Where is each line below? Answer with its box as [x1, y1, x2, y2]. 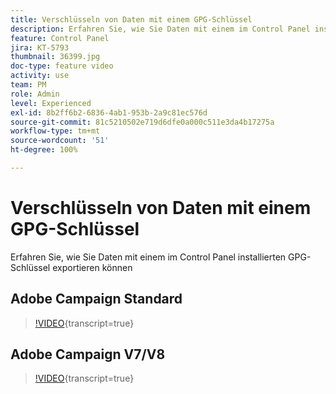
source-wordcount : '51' [10, 136, 110, 146]
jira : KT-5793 [10, 42, 70, 53]
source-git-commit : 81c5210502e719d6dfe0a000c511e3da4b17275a [10, 117, 275, 127]
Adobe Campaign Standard [10, 291, 183, 308]
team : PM [10, 80, 47, 90]
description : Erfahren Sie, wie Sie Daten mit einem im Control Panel [10, 24, 311, 34]
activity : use [10, 71, 70, 81]
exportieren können [52, 261, 133, 273]
